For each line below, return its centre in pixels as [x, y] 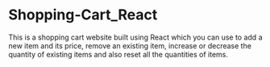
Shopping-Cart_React [83, 15]
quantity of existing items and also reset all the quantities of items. [118, 54]
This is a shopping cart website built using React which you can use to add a [135, 37]
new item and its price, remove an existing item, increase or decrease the [130, 45]
